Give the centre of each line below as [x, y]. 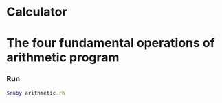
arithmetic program [63, 58]
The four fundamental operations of [111, 43]
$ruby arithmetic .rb [36, 93]
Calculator [37, 12]
